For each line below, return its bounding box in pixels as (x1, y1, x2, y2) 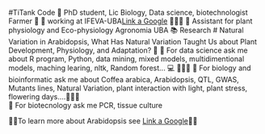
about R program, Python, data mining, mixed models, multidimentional (8, 54, 245, 64)
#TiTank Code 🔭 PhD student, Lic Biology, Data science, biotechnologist (8, 8, 248, 17)
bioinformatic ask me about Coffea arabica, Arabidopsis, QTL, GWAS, (8, 75, 240, 84)
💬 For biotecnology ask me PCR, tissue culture (8, 101, 163, 110)
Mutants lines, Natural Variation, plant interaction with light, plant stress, (8, 83, 248, 93)
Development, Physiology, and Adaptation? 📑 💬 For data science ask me (8, 45, 248, 55)
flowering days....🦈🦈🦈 (8, 92, 80, 101)
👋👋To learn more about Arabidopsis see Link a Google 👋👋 (8, 116, 198, 125)
